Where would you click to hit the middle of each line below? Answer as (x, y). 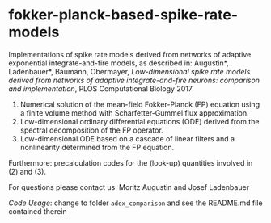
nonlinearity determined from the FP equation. (97, 147)
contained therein (38, 211)
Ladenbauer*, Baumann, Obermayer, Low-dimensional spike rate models (129, 71)
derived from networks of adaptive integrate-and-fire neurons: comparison (134, 80)
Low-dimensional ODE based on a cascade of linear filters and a (127, 138)
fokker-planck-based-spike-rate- (123, 15)
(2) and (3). (28, 171)
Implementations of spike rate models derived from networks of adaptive (130, 54)
